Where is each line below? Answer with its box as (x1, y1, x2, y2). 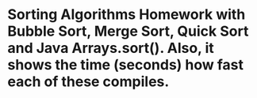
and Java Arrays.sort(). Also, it (7, 40, 215, 57)
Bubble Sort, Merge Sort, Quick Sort (7, 22, 249, 40)
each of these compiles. (7, 73, 170, 91)
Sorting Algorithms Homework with (7, 6, 246, 24)
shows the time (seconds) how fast (7, 56, 244, 74)
